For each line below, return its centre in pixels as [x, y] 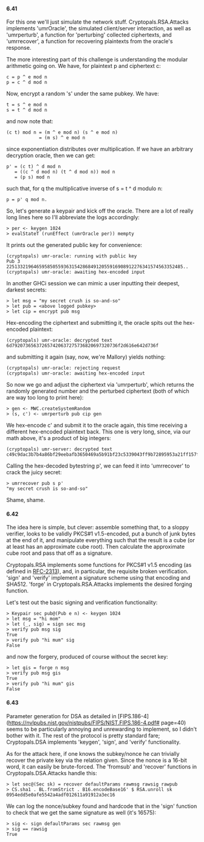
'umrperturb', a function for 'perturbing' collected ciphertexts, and [89, 35]
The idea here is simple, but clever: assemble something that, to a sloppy [98, 528]
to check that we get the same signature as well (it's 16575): [81, 812]
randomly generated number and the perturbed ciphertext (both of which [98, 391]
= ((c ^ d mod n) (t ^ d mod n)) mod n [65, 172]
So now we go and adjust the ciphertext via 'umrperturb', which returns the [100, 385]
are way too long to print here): [45, 398]
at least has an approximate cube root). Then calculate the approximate [96, 547]
